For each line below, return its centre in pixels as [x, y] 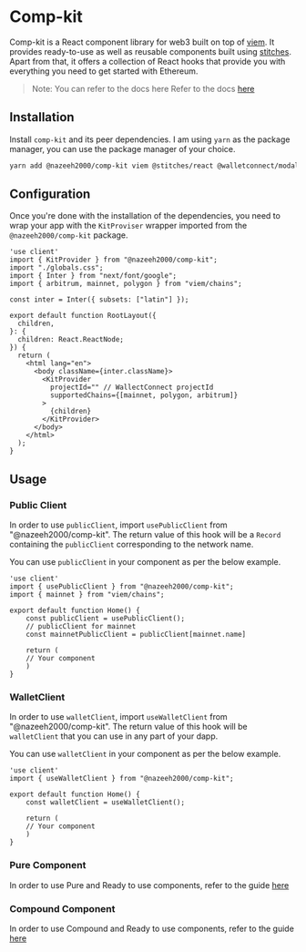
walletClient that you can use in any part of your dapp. [114, 736]
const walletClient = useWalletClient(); [105, 803]
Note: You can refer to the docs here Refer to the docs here [143, 88]
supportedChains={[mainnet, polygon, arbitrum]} [144, 395]
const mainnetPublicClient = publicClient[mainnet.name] [136, 635]
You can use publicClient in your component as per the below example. [145, 562]
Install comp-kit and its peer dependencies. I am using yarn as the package [150, 139]
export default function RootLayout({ [83, 316]
